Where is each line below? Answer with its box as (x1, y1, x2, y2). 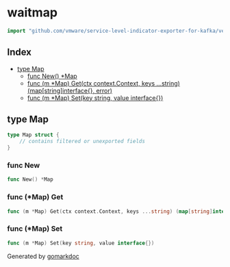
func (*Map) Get (7, 192, 64, 202)
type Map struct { (7, 131, 60, 138)
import (7, 27, 26, 34)
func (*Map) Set (7, 224, 63, 233)
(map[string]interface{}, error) (27, 86, 113, 94)
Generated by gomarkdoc (7, 252, 80, 260)
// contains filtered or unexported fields (19, 138, 146, 145)
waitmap (7, 5, 58, 21)
